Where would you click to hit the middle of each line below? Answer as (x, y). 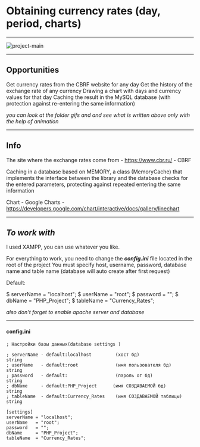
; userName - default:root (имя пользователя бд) (89, 365)
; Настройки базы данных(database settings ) (63, 344)
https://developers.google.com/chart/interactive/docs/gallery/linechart (93, 208)
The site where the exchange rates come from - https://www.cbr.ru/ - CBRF (99, 160)
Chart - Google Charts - (35, 202)
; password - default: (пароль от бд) (79, 375)
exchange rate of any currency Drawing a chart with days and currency (94, 91)
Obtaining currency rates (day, (83, 11)
